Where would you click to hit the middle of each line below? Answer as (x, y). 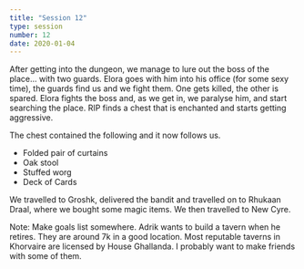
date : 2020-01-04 (42, 43)
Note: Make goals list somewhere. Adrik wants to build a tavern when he (145, 227)
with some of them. (46, 256)
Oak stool (41, 163)
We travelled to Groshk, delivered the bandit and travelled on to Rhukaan (146, 200)
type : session (36, 26)
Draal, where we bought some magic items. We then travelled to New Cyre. (150, 210)
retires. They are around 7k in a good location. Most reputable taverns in (145, 237)
